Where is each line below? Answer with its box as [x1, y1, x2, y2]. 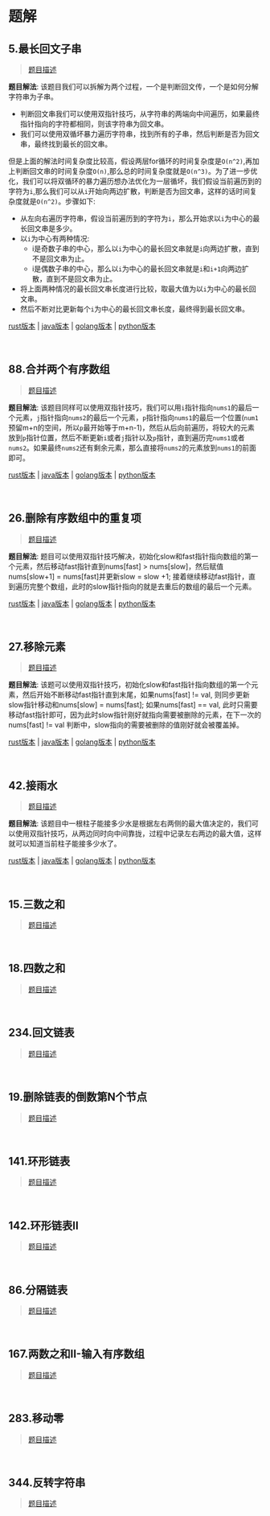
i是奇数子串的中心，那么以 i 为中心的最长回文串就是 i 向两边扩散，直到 [31, 244, 260, 253]
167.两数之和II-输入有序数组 [8, 1347, 145, 1361]
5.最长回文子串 [8, 42, 82, 56]
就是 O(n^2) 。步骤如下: [22, 196, 96, 206]
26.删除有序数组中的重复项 [8, 512, 142, 525]
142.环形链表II [8, 1218, 79, 1232]
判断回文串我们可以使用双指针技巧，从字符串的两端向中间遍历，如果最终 [19, 109, 260, 118]
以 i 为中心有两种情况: [19, 234, 90, 243]
